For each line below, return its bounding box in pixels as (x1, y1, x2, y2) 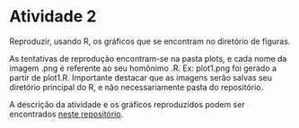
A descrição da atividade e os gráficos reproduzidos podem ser (9, 98, 245, 109)
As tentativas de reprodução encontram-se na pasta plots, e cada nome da (9, 53, 287, 64)
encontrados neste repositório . (9, 108, 124, 119)
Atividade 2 (9, 6, 97, 27)
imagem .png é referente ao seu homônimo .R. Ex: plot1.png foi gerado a (9, 63, 277, 73)
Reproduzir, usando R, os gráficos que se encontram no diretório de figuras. (9, 36, 291, 47)
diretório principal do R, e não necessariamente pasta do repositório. (9, 81, 263, 92)
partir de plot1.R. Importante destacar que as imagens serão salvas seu (9, 72, 272, 82)
